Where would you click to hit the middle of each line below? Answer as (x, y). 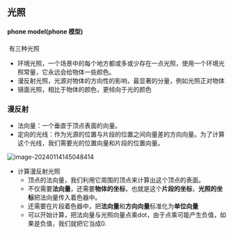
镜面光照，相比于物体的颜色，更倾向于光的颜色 (84, 89)
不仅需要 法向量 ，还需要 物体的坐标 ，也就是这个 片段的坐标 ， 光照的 (122, 188)
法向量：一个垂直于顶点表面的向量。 (69, 125)
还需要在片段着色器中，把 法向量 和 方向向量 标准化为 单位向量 (113, 206)
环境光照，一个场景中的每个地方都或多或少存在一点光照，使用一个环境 (118, 63)
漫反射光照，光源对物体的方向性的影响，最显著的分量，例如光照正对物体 (121, 80)
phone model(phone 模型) (45, 31)
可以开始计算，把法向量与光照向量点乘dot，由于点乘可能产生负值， (124, 214)
